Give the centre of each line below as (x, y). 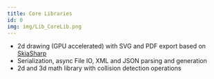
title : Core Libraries (40, 14)
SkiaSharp (32, 53)
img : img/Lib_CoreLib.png (44, 26)
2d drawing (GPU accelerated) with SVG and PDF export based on (111, 46)
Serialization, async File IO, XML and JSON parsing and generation (112, 61)
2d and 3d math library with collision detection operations (99, 68)
